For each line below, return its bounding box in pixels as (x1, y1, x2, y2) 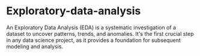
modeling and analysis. (6, 43, 64, 50)
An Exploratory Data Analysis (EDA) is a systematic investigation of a (6, 24, 176, 31)
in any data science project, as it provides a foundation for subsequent (6, 36, 181, 43)
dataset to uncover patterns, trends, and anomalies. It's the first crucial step (6, 30, 194, 37)
